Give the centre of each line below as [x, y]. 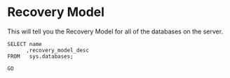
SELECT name [25, 44]
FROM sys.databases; [40, 56]
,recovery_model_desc [57, 50]
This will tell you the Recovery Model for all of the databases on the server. [115, 31]
